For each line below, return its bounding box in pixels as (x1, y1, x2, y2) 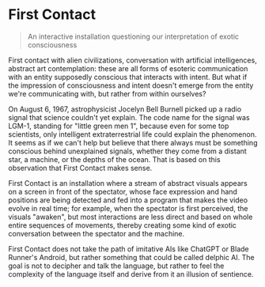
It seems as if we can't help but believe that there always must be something (8, 138, 258, 147)
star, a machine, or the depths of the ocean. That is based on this (8, 154, 221, 164)
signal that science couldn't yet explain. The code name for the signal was (8, 112, 251, 122)
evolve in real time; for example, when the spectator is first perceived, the (8, 203, 248, 213)
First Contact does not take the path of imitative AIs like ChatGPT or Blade (8, 244, 249, 254)
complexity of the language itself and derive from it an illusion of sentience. (8, 269, 254, 278)
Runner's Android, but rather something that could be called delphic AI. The (8, 252, 255, 262)
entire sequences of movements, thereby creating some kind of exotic (8, 220, 237, 230)
